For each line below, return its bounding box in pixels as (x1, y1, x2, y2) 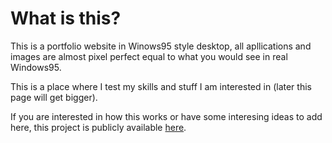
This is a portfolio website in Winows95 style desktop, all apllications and (10, 40, 312, 52)
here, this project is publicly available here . (10, 121, 187, 133)
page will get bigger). (10, 91, 98, 103)
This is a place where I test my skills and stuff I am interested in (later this (10, 80, 312, 92)
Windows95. (10, 61, 62, 73)
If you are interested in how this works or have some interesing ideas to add (10, 110, 323, 122)
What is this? (10, 7, 122, 30)
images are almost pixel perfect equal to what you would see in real (10, 50, 288, 62)
